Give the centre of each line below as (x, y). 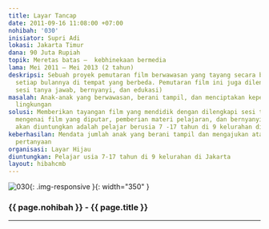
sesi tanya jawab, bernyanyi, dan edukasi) (89, 90)
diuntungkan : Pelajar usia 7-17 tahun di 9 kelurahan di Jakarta (119, 156)
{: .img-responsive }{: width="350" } (89, 187)
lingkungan (34, 105)
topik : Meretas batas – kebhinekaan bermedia (87, 61)
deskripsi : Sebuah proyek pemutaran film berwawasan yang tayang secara (132, 75)
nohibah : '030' (34, 30)
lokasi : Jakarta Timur (46, 45)
